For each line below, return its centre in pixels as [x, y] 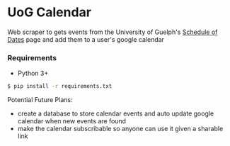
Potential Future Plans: [40, 100]
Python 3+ [33, 73]
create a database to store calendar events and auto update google [116, 113]
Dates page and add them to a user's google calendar [86, 39]
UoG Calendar [50, 12]
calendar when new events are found [71, 121]
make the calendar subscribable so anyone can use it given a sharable [120, 129]
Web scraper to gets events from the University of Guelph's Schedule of [113, 32]
